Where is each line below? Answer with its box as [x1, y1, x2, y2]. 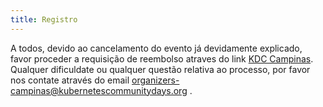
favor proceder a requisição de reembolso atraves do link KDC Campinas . [10, 52, 314, 65]
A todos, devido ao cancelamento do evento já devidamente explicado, [10, 42, 303, 54]
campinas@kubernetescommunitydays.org [10, 84, 188, 96]
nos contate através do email [10, 74, 130, 86]
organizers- [131, 74, 180, 86]
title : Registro [10, 14, 78, 25]
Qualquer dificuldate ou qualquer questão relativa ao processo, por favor [10, 63, 311, 75]
